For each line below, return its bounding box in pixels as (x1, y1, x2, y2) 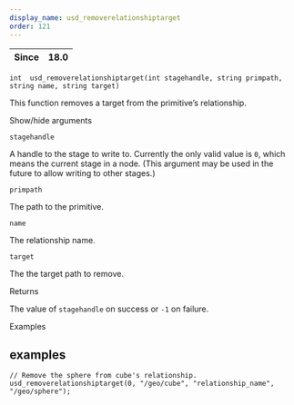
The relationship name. (9, 234, 96, 245)
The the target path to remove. (9, 268, 125, 279)
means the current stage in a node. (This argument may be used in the (9, 158, 274, 169)
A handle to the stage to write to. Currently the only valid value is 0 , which (9, 148, 286, 159)
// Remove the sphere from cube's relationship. (9, 371, 198, 380)
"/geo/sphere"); (9, 387, 71, 396)
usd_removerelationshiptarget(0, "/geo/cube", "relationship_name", (9, 379, 275, 389)
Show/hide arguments (9, 114, 93, 125)
